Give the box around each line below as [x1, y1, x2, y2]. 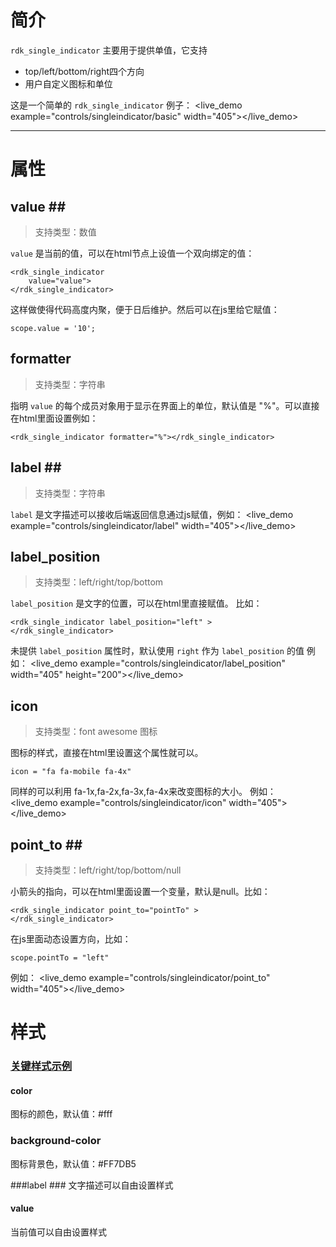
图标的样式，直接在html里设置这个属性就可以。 [10, 747, 204, 759]
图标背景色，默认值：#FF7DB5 [10, 1157, 137, 1170]
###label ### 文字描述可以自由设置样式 [10, 1179, 174, 1191]
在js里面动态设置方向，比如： [10, 933, 132, 945]
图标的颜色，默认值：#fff [10, 1108, 113, 1120]
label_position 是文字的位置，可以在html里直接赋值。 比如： [10, 597, 263, 610]
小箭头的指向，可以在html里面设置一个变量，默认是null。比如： [10, 886, 271, 897]
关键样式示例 [10, 1059, 73, 1073]
